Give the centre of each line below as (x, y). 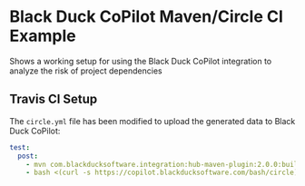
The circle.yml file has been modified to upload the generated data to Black (152, 121)
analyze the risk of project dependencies (86, 71)
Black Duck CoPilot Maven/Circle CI (147, 17)
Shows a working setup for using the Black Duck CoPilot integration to (141, 61)
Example (43, 36)
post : (28, 156)
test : (20, 147)
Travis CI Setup (54, 99)
